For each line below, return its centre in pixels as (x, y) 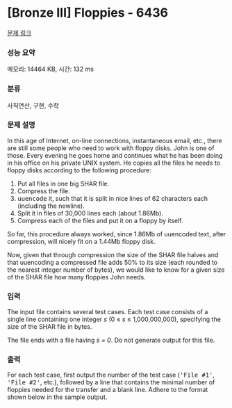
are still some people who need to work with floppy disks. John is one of (111, 148)
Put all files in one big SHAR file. (63, 183)
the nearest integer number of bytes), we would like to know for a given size (116, 270)
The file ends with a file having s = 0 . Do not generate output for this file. (111, 340)
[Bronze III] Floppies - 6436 (88, 13)
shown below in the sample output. (57, 397)
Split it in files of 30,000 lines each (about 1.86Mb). (90, 213)
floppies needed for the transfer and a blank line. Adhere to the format (108, 390)
